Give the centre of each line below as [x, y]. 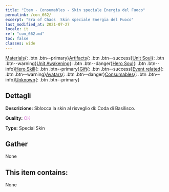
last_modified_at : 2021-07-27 [38, 24]
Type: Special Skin [25, 128]
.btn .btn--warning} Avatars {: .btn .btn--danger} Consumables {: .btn [76, 74]
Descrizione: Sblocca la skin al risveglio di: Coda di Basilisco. [70, 108]
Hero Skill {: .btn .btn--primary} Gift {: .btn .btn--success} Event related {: [89, 69]
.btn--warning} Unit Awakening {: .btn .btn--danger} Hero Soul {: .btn [76, 63]
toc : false [17, 39]
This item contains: [37, 172]
